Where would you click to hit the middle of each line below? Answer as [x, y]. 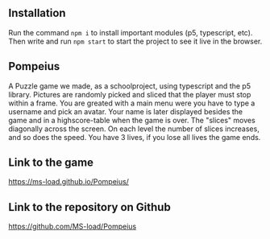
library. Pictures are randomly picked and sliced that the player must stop [130, 94]
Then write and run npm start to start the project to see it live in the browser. [135, 41]
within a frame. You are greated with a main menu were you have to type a [132, 103]
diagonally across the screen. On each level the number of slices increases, [134, 129]
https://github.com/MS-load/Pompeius [73, 227]
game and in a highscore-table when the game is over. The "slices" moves [132, 120]
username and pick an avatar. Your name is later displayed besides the [126, 111]
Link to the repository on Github [89, 207]
